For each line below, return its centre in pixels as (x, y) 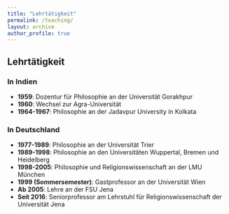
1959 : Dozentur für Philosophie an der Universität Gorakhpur (105, 97)
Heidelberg (34, 160)
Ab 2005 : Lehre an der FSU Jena (65, 190)
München (31, 175)
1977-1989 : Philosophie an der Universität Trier (85, 145)
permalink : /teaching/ (40, 20)
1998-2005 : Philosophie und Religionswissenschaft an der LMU (110, 167)
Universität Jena (41, 204)
